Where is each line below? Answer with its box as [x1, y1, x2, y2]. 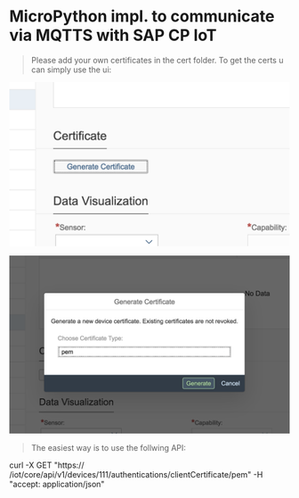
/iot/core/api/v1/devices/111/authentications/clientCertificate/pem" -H [9, 469, 263, 479]
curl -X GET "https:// [9, 460, 85, 470]
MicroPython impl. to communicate [9, 6, 275, 27]
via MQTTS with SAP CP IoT [9, 25, 217, 46]
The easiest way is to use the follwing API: [30, 442, 187, 452]
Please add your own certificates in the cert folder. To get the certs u [30, 54, 284, 65]
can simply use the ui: [30, 64, 112, 75]
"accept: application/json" [9, 478, 105, 489]
